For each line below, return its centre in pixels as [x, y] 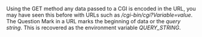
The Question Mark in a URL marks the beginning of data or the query [93, 21]
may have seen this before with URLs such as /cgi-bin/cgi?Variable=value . [99, 15]
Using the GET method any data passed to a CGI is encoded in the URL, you [101, 9]
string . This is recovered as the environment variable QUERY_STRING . [93, 27]
